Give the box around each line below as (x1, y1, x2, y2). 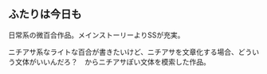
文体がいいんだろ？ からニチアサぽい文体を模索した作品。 (14, 56, 211, 66)
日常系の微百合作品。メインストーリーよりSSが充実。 (8, 30, 185, 40)
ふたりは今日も (8, 7, 82, 21)
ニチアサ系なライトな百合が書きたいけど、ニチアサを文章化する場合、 (8, 47, 239, 56)
